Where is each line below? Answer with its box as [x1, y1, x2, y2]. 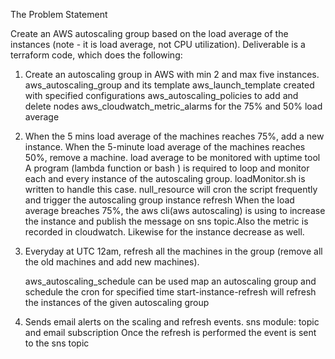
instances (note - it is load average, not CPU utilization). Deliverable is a [10, 39, 306, 50]
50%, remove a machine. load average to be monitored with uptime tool [24, 152, 321, 163]
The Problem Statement [10, 9, 108, 20]
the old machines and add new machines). [24, 256, 200, 268]
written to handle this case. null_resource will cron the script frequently [24, 184, 318, 195]
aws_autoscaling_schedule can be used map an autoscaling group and [24, 275, 317, 287]
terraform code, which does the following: [10, 49, 183, 61]
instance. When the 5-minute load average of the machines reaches [24, 141, 306, 153]
